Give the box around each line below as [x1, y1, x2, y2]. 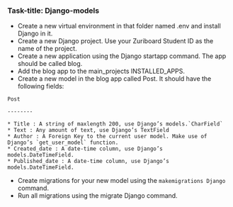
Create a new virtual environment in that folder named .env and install [17, 22, 221, 30]
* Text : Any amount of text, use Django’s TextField [7, 127, 170, 134]
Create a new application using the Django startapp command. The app [17, 52, 227, 60]
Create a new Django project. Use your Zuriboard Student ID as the [17, 37, 214, 45]
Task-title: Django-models [7, 6, 100, 16]
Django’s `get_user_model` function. [7, 139, 119, 147]
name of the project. [17, 45, 77, 53]
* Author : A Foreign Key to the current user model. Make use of [7, 133, 208, 140]
